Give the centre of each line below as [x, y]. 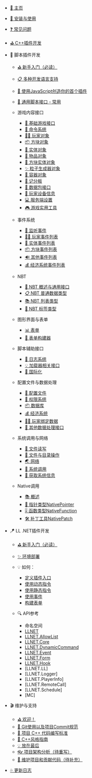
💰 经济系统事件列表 [45, 265]
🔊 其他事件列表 [41, 257]
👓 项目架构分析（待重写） [45, 752]
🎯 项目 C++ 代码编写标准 [43, 733]
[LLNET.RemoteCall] [46, 684]
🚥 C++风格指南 [33, 739]
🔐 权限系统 [36, 399]
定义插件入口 [38, 578]
